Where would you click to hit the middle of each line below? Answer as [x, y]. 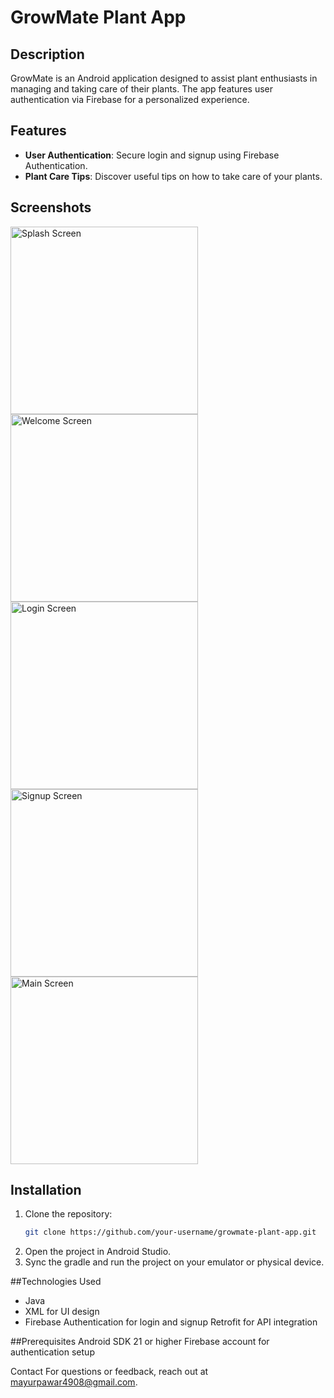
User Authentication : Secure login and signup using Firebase [152, 155]
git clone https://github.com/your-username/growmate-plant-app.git [170, 1232]
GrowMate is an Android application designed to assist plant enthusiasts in [164, 78]
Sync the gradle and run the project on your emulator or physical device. [174, 1262]
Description [47, 54]
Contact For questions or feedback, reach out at [109, 1372]
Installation [46, 1190]
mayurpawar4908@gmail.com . [74, 1382]
